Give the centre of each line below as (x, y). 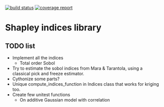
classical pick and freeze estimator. (48, 74)
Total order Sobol (37, 63)
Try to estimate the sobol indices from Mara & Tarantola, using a (77, 68)
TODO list (20, 46)
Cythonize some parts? (36, 79)
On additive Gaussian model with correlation (65, 100)
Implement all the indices (38, 58)
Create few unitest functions (41, 95)
